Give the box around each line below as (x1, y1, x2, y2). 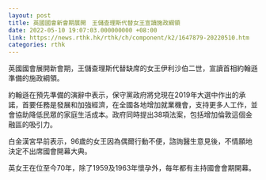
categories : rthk (8, 41, 66, 49)
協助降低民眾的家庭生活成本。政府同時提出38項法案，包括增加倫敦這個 (14, 110, 246, 119)
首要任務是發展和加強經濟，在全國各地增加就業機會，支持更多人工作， (21, 100, 251, 110)
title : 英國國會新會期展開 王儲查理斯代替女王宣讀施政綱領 (8, 19, 180, 27)
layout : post (8, 11, 51, 20)
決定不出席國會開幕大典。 (8, 147, 92, 156)
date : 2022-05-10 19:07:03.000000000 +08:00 (8, 26, 158, 34)
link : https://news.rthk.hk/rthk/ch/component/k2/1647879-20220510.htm (8, 33, 249, 42)
